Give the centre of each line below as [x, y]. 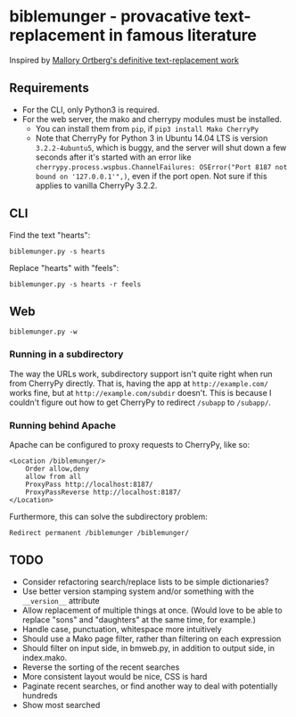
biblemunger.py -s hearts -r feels [75, 284]
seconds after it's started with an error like [113, 157]
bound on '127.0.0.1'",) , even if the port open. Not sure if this [151, 176]
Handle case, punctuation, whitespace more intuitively [122, 629]
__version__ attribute [61, 600]
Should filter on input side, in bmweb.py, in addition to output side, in [148, 647]
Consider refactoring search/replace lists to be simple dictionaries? [145, 581]
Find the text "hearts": [50, 235]
